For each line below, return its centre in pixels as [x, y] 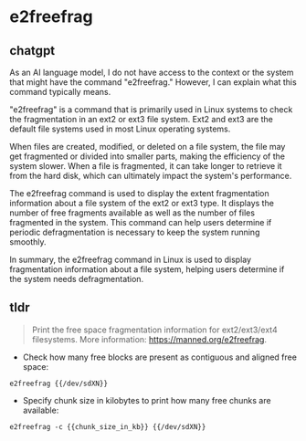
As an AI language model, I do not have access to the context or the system [152, 72]
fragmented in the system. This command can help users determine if [141, 222]
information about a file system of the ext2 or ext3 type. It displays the [142, 203]
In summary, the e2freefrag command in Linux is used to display [131, 259]
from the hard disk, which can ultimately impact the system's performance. [151, 176]
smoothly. [28, 242]
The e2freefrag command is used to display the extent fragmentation [139, 193]
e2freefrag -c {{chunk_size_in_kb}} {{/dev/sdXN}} [108, 426]
